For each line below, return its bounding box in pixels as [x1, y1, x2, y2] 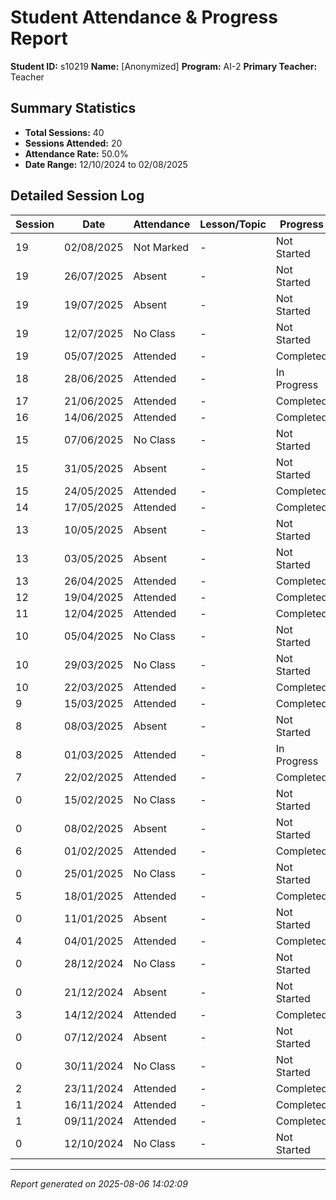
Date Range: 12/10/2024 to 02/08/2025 [24, 158, 188, 170]
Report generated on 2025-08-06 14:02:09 [10, 1177, 188, 1190]
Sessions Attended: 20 [24, 137, 123, 149]
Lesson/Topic [199, 217, 267, 231]
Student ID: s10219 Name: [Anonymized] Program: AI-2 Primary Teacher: [10, 60, 318, 72]
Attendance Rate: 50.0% [24, 147, 129, 160]
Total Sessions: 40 [24, 126, 105, 138]
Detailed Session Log [10, 187, 145, 205]
